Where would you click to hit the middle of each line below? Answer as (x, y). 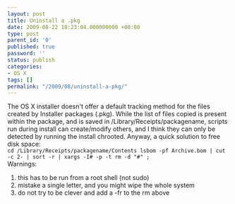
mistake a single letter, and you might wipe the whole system (106, 186)
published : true (31, 47)
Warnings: (22, 164)
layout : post (26, 14)
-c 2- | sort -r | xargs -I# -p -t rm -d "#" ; (79, 157)
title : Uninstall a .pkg (44, 21)
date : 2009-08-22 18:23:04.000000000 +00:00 (74, 27)
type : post (23, 34)
